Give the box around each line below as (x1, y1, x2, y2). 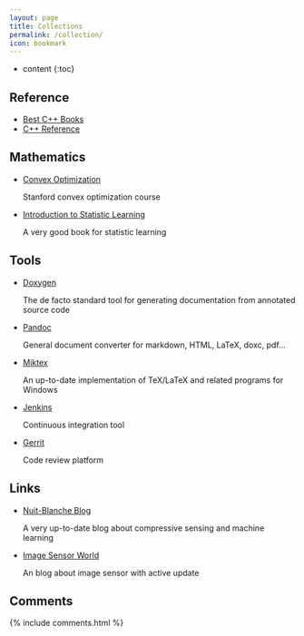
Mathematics (9, 150, 86, 165)
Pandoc (22, 321, 52, 332)
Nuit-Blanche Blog (22, 504, 92, 515)
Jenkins (22, 401, 53, 413)
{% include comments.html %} (9, 618, 124, 629)
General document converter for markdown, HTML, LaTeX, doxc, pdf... (22, 339, 286, 350)
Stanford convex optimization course (22, 191, 162, 202)
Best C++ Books (22, 114, 84, 125)
